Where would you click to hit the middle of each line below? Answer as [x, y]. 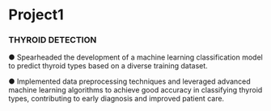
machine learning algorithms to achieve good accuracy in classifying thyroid [135, 90]
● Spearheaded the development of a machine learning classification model [135, 57]
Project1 [36, 15]
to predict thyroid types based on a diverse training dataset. [108, 66]
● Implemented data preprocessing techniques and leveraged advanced [129, 81]
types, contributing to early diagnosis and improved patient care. [116, 99]
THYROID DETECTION [53, 40]
